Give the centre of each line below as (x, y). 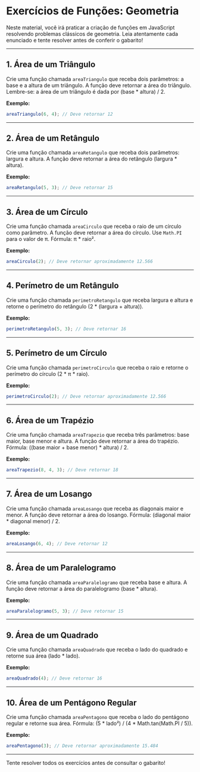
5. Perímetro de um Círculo (57, 353)
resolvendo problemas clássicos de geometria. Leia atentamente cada (92, 33)
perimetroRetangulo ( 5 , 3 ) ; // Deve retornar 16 (66, 329)
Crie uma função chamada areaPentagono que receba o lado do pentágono (98, 717)
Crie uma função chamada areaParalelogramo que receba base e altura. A (97, 582)
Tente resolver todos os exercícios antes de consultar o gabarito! (86, 762)
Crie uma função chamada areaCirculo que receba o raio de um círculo (94, 226)
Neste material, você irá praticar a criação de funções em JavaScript (90, 27)
